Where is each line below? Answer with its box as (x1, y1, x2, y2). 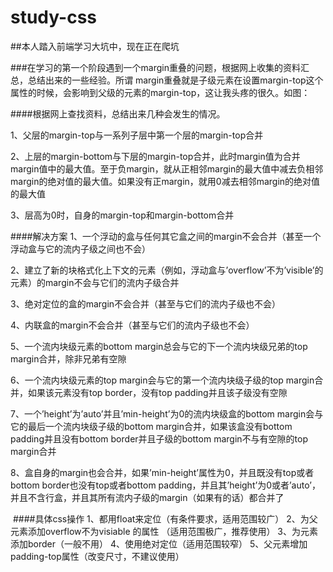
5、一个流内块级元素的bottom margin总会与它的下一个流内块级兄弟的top (10, 340, 308, 352)
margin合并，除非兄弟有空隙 (10, 352, 127, 365)
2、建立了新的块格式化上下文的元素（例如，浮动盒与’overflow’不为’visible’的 (10, 264, 324, 276)
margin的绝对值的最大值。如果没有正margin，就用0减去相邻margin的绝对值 (10, 175, 321, 187)
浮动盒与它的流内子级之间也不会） (10, 242, 151, 255)
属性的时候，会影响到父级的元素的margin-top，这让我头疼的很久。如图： (10, 86, 311, 98)
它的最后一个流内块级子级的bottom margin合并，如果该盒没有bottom (10, 420, 293, 432)
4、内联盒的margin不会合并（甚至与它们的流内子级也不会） (10, 319, 255, 331)
